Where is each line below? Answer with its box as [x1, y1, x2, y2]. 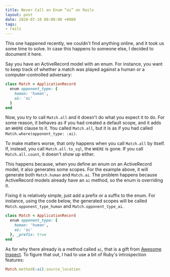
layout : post [5, 12, 33, 17]
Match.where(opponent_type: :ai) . [5, 131, 77, 137]
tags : [5, 21, 17, 27]
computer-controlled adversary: [5, 72, 72, 78]
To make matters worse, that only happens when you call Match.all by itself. [5, 140, 165, 146]
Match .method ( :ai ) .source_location [5, 266, 81, 272]
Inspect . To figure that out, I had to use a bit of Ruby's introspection [5, 251, 147, 257]
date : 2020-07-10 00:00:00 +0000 [5, 17, 76, 22]
